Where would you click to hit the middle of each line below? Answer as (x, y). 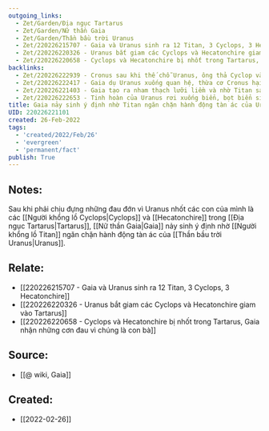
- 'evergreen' (39, 142)
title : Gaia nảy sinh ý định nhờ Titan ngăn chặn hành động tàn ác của (130, 105)
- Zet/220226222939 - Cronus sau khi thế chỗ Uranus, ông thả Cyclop (134, 75)
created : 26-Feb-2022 (44, 120)
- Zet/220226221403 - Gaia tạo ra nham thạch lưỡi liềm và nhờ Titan (134, 90)
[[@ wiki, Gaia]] (46, 374)
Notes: (25, 189)
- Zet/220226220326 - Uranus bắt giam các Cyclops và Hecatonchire (130, 53)
